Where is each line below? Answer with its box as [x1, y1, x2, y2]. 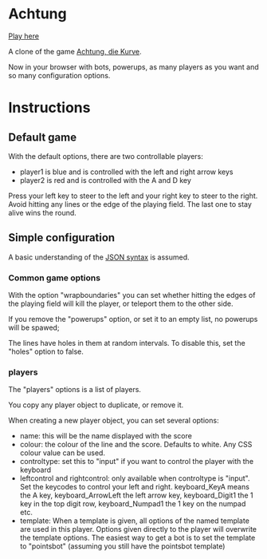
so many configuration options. [8, 70, 111, 80]
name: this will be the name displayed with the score [19, 431, 193, 441]
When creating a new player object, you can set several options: [8, 416, 219, 426]
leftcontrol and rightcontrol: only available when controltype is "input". [19, 474, 250, 483]
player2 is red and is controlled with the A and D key [19, 175, 191, 184]
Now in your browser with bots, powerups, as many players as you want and [8, 61, 259, 72]
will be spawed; [8, 323, 60, 332]
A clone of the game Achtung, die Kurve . [8, 46, 142, 56]
